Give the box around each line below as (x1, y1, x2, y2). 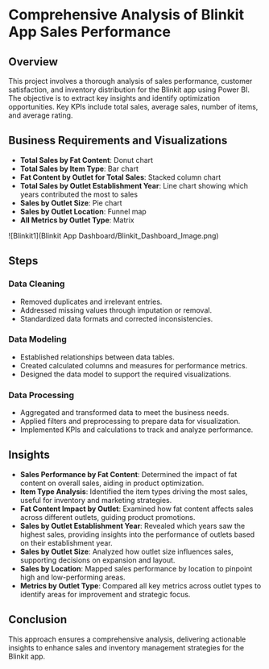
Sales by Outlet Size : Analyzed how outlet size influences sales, (19, 546, 234, 556)
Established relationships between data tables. (19, 352, 176, 362)
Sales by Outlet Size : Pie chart (19, 197, 122, 207)
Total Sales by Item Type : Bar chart (19, 164, 139, 173)
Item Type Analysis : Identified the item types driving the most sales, (19, 486, 248, 497)
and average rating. (8, 110, 73, 120)
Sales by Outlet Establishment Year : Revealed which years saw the (19, 521, 246, 530)
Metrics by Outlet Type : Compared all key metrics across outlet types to (19, 580, 262, 590)
